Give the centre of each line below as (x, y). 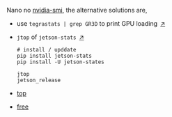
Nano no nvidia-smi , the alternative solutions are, (77, 10)
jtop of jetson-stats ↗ (50, 37)
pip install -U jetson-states (61, 62)
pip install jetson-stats (54, 56)
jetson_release (39, 80)
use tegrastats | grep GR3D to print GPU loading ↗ (91, 23)
